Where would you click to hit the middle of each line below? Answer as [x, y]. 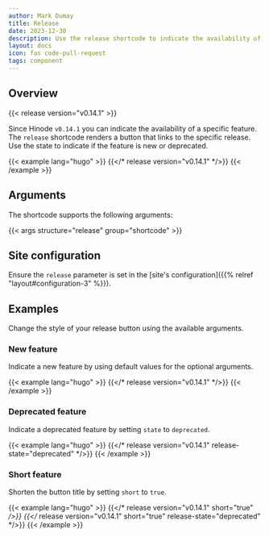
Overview [33, 94]
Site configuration [55, 255]
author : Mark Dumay [41, 16]
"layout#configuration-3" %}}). [60, 284]
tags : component [35, 61]
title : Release [34, 23]
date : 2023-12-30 [37, 31]
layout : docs [30, 46]
